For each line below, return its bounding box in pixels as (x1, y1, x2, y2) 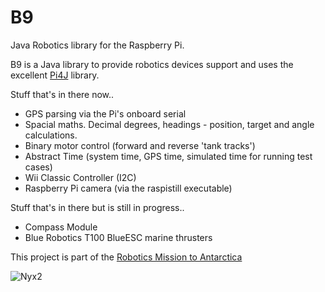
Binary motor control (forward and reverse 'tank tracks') (24, 139, 256, 151)
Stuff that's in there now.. (10, 88, 115, 100)
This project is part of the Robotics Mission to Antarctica (10, 251, 243, 263)
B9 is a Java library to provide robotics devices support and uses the (10, 58, 294, 70)
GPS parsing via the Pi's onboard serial (24, 107, 187, 120)
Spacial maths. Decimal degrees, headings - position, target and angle (24, 118, 315, 130)
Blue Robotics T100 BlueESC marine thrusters (24, 231, 213, 243)
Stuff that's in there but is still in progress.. (10, 201, 185, 213)
